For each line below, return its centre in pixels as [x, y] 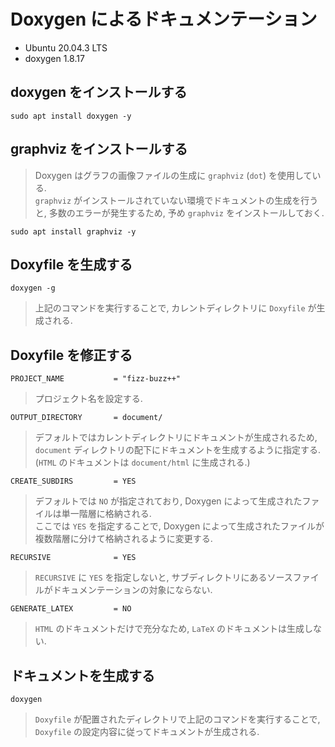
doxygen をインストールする [99, 92]
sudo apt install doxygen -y [71, 116]
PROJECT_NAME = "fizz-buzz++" [96, 379]
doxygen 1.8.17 [54, 58]
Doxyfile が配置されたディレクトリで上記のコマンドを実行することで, [177, 719]
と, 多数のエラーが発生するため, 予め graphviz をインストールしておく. [179, 212]
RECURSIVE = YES [73, 558]
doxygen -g [33, 288]
